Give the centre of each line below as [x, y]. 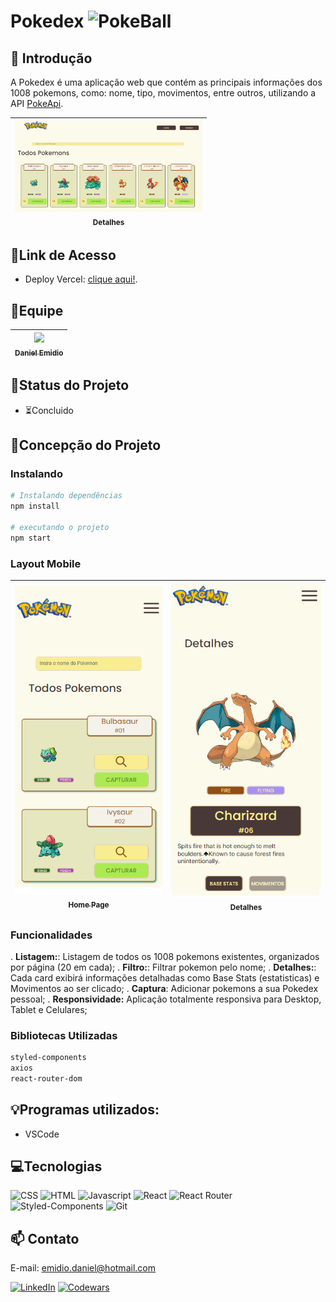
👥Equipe [37, 310]
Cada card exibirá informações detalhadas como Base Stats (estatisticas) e [165, 977]
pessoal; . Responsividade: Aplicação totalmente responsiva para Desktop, [166, 999]
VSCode [42, 1134]
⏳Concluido [49, 410]
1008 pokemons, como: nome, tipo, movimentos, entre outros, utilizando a [163, 93]
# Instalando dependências [66, 496]
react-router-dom [46, 1078]
